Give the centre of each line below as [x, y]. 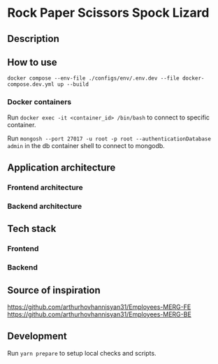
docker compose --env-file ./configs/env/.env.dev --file [93, 78]
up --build [73, 85]
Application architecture [61, 168]
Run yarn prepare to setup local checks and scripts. [82, 353]
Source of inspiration [54, 290]
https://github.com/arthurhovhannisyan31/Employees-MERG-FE [99, 307]
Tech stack [32, 229]
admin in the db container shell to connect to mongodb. [86, 145]
